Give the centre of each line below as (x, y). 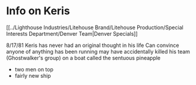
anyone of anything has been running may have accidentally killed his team (98, 51)
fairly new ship (33, 75)
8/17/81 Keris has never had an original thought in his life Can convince (93, 45)
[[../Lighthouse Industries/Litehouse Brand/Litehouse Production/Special (95, 27)
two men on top (34, 69)
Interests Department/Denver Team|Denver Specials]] (72, 33)
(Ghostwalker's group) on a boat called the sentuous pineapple (83, 58)
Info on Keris (38, 11)
